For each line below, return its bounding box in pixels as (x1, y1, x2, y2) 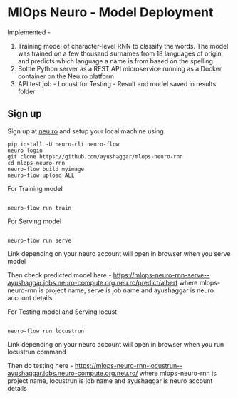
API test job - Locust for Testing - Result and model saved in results (17, 79, 217, 88)
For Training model (7, 184, 63, 193)
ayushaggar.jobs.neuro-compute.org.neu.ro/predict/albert (7, 278, 178, 287)
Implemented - (7, 28, 51, 36)
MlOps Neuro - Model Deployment (7, 4, 214, 21)
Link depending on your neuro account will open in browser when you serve (7, 249, 231, 257)
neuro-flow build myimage (7, 165, 84, 173)
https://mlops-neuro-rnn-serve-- (113, 270, 210, 279)
